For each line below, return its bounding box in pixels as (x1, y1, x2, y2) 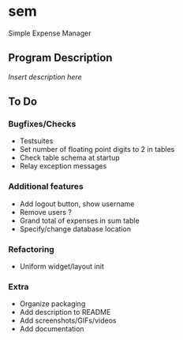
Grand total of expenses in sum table (19, 216, 140, 225)
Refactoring (8, 243, 55, 254)
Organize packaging (19, 299, 86, 309)
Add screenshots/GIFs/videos (19, 316, 117, 325)
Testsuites (19, 136, 54, 146)
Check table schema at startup (19, 153, 120, 163)
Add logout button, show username (19, 199, 135, 209)
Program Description (8, 51, 113, 65)
